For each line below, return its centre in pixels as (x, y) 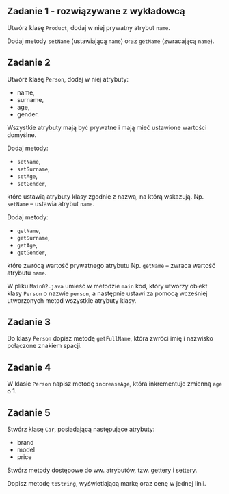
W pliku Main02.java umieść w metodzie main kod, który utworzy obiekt (107, 286)
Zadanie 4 (29, 367)
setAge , (27, 176)
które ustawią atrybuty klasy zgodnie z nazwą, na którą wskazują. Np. (106, 196)
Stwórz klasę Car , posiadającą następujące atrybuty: (81, 429)
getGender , (32, 252)
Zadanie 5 (29, 413)
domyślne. (22, 135)
